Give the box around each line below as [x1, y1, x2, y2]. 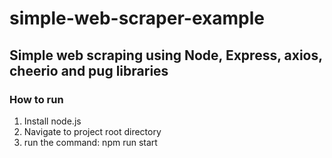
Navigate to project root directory [23, 125, 162, 137]
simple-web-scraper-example [9, 7, 265, 30]
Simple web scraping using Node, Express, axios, [9, 47, 323, 64]
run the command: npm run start [23, 136, 158, 148]
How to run [9, 92, 64, 106]
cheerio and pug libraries [9, 62, 169, 79]
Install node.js [23, 115, 82, 127]
